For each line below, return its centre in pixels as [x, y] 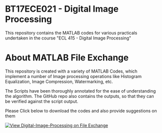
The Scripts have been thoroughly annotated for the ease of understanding [81, 91]
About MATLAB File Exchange [67, 58]
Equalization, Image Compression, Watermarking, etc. [59, 81]
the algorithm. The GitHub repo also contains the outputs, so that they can [80, 96]
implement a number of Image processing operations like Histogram [73, 76]
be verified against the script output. [42, 101]
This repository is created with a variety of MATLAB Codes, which [71, 71]
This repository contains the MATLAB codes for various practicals [71, 33]
